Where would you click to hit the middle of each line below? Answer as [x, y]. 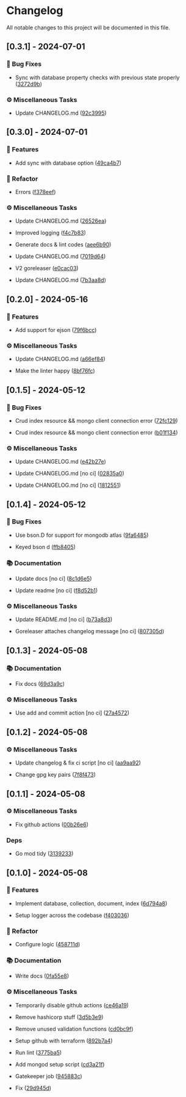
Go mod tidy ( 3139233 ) [44, 854]
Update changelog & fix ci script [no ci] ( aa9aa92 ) [78, 763]
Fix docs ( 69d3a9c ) [40, 684]
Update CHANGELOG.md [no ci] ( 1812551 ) [68, 485]
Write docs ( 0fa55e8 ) [42, 976]
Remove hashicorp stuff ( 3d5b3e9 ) [59, 1017]
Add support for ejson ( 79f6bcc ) [56, 329]
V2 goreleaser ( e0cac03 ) [47, 268]
